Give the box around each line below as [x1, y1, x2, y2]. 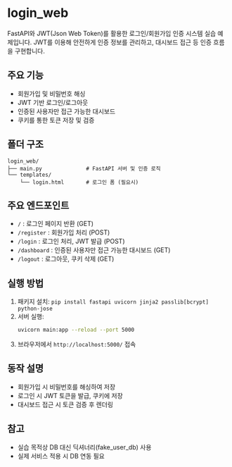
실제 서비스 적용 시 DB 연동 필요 [17, 452, 105, 460]
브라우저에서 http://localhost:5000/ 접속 [17, 340, 136, 349]
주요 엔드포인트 [7, 199, 70, 211]
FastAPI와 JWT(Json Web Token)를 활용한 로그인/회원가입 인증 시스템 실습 [7, 29, 217, 37]
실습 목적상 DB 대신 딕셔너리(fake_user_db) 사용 [17, 442, 152, 452]
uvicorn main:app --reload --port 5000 [17, 326, 135, 334]
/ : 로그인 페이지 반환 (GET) [17, 220, 94, 228]
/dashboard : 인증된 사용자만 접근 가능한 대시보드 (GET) [17, 246, 171, 254]
